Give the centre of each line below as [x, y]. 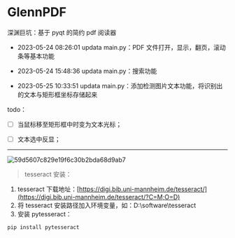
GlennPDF [37, 12]
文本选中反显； [39, 139]
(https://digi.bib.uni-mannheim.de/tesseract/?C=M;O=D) [99, 197]
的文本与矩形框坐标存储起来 [57, 94]
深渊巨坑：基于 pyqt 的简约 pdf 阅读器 [62, 32]
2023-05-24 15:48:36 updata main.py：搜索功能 [87, 71]
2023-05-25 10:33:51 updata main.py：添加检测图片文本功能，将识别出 [120, 85]
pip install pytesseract [43, 227]
